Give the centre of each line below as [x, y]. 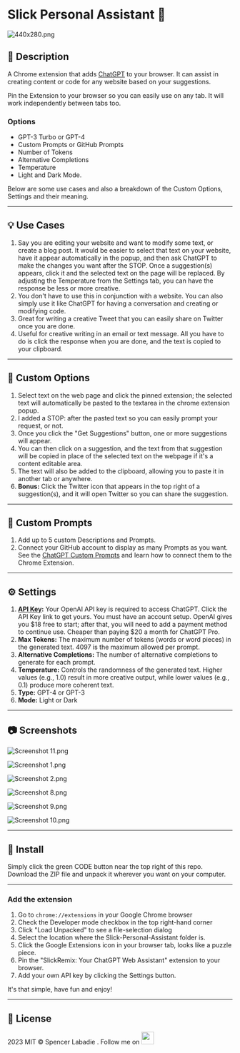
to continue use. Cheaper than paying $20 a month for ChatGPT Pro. [119, 632]
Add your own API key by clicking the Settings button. [97, 976]
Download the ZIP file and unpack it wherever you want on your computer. [117, 874]
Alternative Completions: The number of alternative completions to [117, 655]
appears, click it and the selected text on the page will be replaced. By [121, 273]
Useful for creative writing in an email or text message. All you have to [121, 333]
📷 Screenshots [42, 730]
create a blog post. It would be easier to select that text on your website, [124, 250]
